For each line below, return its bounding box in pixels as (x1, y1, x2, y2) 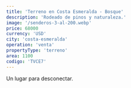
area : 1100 (6, 53, 33, 59)
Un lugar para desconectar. (6, 75, 73, 82)
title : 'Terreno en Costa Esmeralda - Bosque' (6, 8, 124, 15)
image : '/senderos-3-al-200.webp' (6, 20, 92, 26)
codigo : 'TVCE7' (6, 58, 46, 64)
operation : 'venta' (6, 42, 55, 48)
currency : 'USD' (6, 31, 46, 37)
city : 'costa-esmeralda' (6, 36, 68, 42)
